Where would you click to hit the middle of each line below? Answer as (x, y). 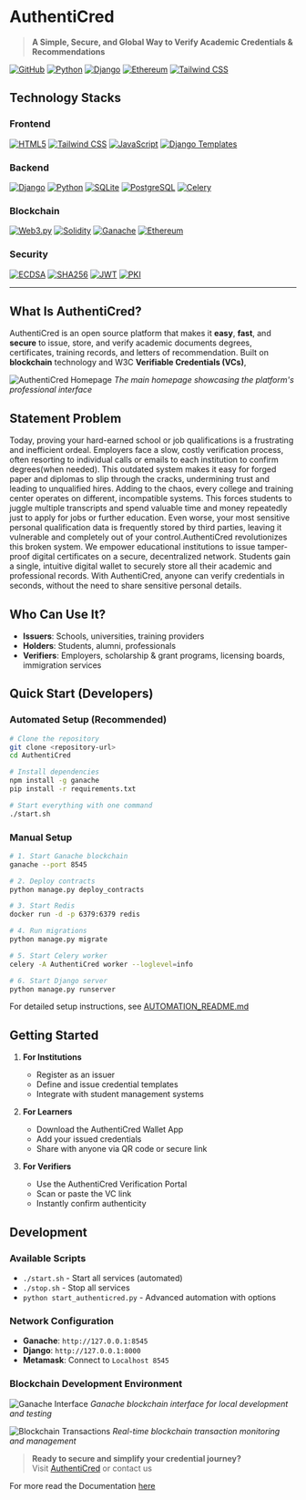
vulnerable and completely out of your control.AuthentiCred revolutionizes (148, 537)
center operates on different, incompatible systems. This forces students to (151, 498)
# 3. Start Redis (42, 906)
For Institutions (52, 1057)
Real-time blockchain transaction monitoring (196, 1431)
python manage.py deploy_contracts (77, 889)
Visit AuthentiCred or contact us (92, 1468)
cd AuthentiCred (40, 755)
